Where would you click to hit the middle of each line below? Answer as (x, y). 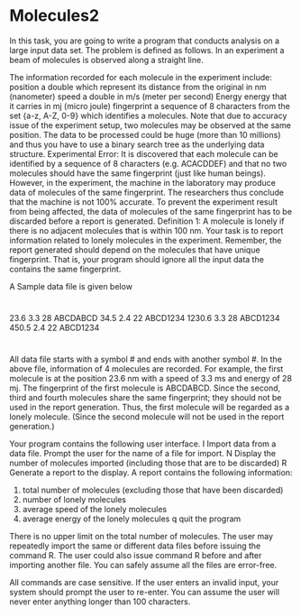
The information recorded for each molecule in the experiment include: (141, 77)
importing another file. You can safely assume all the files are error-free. (143, 565)
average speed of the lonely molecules (95, 510)
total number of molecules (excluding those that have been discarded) (153, 490)
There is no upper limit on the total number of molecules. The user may (141, 537)
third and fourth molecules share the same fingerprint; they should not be (146, 398)
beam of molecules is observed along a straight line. (107, 60)
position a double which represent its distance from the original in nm (138, 87)
